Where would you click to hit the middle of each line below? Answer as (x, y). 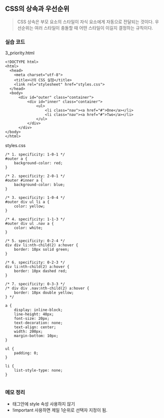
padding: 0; (26, 353)
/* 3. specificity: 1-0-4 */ (35, 198)
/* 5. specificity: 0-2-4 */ (35, 241)
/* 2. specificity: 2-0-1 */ (35, 176)
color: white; (28, 228)
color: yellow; (30, 206)
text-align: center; (35, 327)
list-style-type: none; (39, 371)
